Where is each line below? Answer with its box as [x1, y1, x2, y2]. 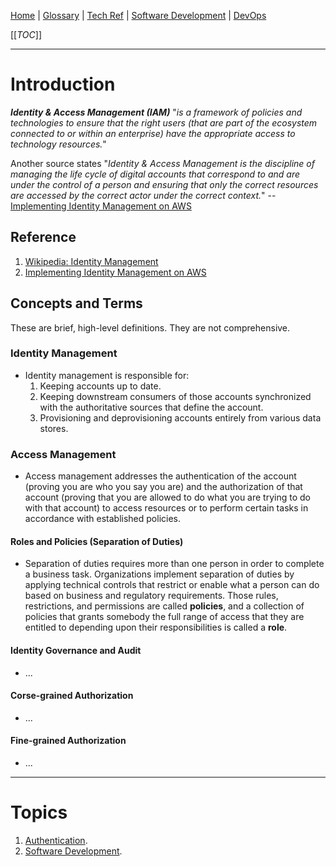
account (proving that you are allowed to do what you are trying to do [24, 491, 311, 504]
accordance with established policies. [24, 513, 182, 525]
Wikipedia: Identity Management [24, 255, 159, 267]
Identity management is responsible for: [24, 369, 190, 381]
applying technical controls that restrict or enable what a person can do [24, 579, 320, 591]
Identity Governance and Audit [10, 644, 142, 656]
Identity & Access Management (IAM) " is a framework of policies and [10, 106, 303, 118]
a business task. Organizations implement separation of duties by [24, 568, 295, 580]
